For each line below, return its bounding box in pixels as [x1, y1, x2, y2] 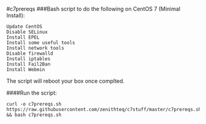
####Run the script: [6, 89, 57, 96]
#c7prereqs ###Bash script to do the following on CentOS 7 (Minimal [6, 6, 181, 12]
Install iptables [6, 56, 51, 62]
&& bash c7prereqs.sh [6, 112, 62, 118]
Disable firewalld [6, 50, 53, 56]
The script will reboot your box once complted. [6, 77, 124, 85]
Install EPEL [6, 34, 40, 41]
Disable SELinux [6, 29, 48, 35]
